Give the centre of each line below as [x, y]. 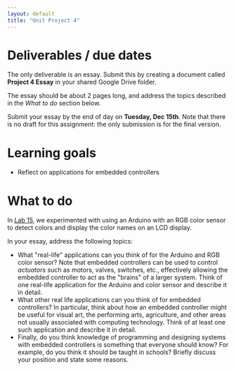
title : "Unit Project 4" [44, 20]
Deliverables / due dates [80, 55]
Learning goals [52, 153]
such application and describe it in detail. [77, 330]
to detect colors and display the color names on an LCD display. [99, 228]
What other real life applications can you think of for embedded [109, 300]
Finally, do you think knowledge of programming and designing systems [122, 337]
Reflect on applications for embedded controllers [88, 172]
